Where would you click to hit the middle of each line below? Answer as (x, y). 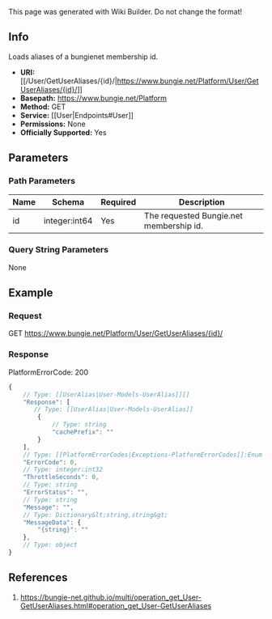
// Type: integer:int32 (63, 470)
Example (31, 293)
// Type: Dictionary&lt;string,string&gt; (96, 515)
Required (119, 201)
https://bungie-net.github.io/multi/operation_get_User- (111, 597)
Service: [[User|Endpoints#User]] (76, 115)
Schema (68, 201)
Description (202, 201)
